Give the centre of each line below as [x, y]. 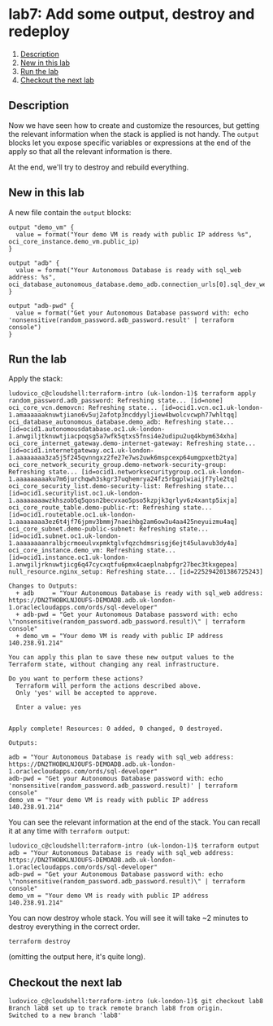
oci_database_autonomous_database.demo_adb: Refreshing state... [121, 422]
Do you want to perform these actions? [76, 679]
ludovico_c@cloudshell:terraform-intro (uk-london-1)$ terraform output [134, 846]
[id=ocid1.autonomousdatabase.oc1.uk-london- [87, 429]
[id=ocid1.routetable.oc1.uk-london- [72, 515]
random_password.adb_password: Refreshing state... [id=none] [116, 401]
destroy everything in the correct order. [74, 927]
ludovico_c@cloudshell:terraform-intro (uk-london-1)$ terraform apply [132, 394]
